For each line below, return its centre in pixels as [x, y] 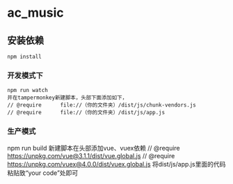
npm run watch [28, 91]
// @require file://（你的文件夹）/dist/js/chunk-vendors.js [102, 105]
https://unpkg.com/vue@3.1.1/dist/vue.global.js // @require [91, 155]
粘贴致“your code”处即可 [43, 173]
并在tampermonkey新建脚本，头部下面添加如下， [67, 98]
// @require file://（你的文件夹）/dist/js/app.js [86, 113]
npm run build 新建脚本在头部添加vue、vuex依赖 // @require [94, 148]
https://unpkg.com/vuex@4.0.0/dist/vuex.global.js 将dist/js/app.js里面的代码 [116, 164]
